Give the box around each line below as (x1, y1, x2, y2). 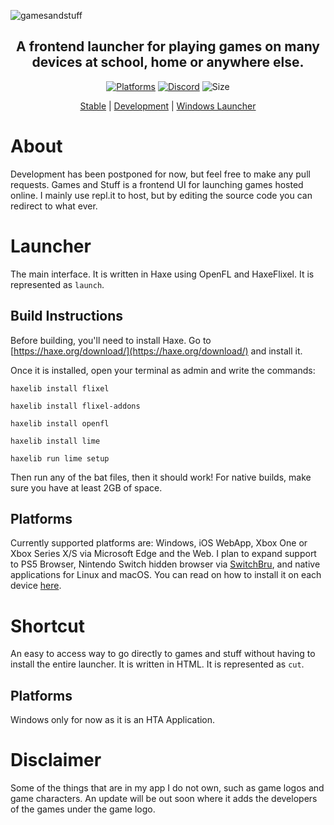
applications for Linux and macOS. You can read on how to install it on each (10, 569, 322, 581)
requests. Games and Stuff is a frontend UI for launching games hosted (10, 178, 304, 190)
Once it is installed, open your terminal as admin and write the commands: (10, 364, 316, 376)
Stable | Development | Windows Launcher (79, 100, 257, 112)
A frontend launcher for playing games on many (15, 38, 320, 55)
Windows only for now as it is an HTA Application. (10, 714, 216, 726)
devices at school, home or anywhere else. (31, 54, 305, 71)
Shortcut (10, 615, 86, 637)
